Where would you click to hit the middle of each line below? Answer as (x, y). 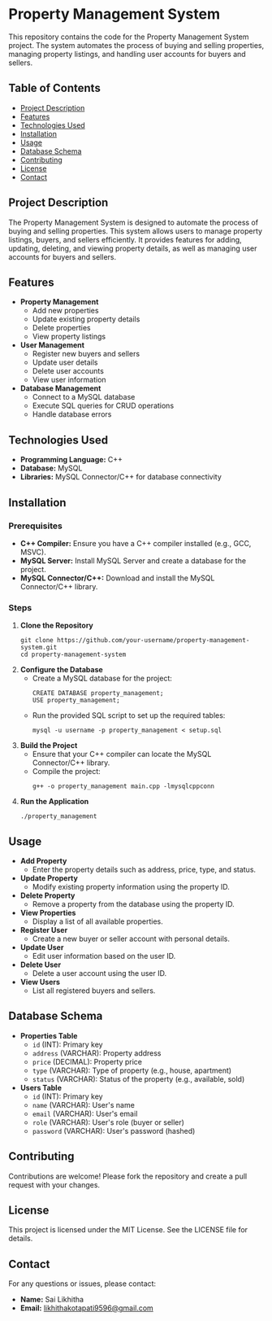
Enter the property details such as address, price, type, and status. (144, 869)
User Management (52, 345)
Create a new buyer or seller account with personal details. (131, 938)
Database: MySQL (51, 468)
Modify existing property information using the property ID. (131, 886)
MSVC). (33, 552)
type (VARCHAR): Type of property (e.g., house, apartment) (132, 1070)
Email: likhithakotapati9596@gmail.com (87, 1308)
